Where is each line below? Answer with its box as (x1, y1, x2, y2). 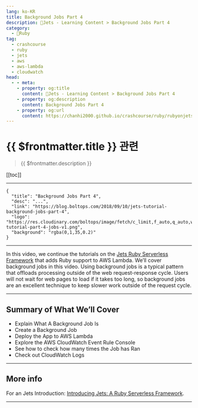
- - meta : (11, 80, 35, 86)
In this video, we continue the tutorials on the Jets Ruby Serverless (6, 251, 169, 258)
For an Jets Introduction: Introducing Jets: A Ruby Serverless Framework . (6, 390, 184, 397)
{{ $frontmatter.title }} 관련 (6, 140, 138, 153)
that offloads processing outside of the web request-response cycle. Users (6, 269, 189, 277)
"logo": (11, 214, 31, 220)
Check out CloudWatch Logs (14, 351, 85, 358)
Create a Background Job (14, 327, 77, 333)
